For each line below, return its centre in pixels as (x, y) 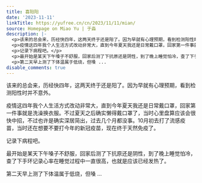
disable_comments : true (36, 67)
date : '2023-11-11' (31, 17)
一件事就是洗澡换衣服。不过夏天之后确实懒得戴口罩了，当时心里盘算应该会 (98, 113)
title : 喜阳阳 (23, 12)
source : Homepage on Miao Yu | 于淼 (51, 28)
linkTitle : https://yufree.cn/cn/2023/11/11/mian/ (71, 23)
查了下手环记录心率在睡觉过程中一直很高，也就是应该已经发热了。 (88, 161)
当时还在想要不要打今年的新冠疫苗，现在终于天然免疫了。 (88, 128)
